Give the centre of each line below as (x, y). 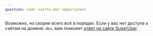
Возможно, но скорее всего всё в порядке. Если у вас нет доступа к (77, 23)
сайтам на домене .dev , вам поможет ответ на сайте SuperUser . (71, 28)
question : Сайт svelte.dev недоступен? (46, 9)
